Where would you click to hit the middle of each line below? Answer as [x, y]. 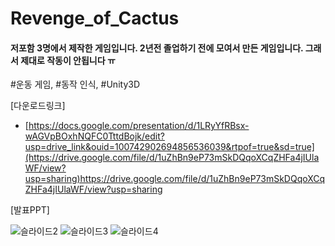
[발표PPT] [30, 210]
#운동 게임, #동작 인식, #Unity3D [75, 84]
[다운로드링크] [38, 106]
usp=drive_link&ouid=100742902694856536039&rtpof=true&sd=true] [169, 147]
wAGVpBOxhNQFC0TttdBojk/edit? [94, 136]
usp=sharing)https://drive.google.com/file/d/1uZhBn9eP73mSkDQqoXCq [175, 179]
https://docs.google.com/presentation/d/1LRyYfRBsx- [139, 126]
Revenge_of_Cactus [95, 18]
